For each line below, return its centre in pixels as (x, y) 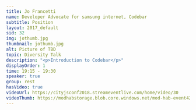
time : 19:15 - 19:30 (31, 71)
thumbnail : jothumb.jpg (35, 44)
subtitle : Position (30, 22)
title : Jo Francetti (31, 11)
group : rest (20, 82)
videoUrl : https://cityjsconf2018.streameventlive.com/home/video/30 (92, 93)
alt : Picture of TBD (31, 49)
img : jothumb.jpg (27, 38)
